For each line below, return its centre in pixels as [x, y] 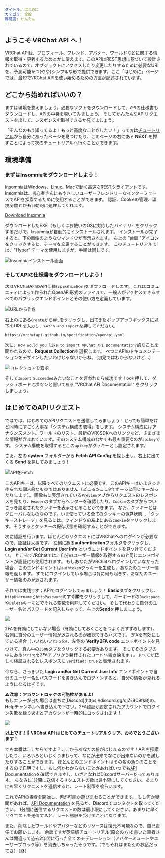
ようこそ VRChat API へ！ [44, 40]
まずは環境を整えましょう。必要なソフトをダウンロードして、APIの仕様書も [82, 107]
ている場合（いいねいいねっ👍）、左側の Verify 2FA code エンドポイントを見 [82, 641]
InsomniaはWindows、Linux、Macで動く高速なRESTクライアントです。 [78, 187]
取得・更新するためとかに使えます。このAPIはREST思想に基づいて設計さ [87, 59]
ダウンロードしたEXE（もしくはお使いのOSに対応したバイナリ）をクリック [81, 225]
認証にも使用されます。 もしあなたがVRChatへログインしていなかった [88, 561]
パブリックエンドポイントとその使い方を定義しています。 [76, 298]
